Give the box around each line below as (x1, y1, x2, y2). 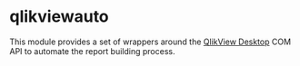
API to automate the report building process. (9, 45, 175, 56)
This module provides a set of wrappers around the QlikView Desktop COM (9, 36, 292, 47)
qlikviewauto (9, 6, 109, 27)
